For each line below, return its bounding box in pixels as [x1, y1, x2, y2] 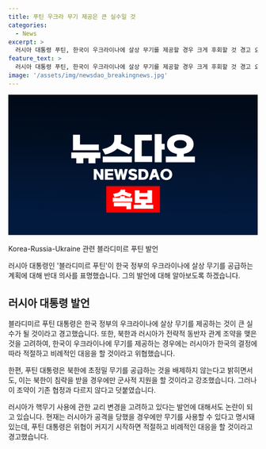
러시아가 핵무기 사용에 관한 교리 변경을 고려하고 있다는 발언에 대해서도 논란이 [8, 402, 245, 412]
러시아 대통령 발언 [8, 296, 90, 309]
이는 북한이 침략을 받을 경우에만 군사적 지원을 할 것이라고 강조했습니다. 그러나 [18, 375, 257, 385]
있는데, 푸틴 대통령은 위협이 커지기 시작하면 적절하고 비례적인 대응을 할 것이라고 [8, 422, 253, 432]
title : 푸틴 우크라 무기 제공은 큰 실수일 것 [8, 13, 136, 21]
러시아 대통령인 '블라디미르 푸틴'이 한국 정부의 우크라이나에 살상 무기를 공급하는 [8, 261, 253, 271]
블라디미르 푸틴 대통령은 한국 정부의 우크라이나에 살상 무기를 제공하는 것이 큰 [8, 319, 245, 328]
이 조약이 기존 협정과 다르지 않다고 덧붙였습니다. [8, 386, 157, 395]
